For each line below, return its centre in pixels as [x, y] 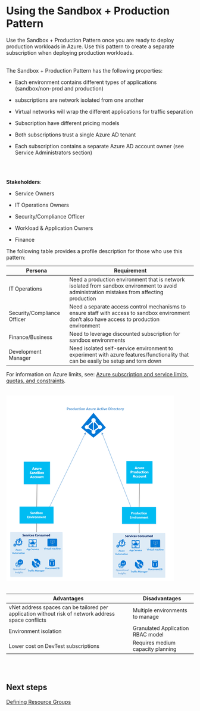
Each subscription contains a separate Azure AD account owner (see [99, 146]
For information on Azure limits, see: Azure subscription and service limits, [97, 374]
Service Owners [35, 193]
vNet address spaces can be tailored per [58, 607]
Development [25, 351]
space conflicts [27, 620]
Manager [20, 358]
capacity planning [155, 649]
